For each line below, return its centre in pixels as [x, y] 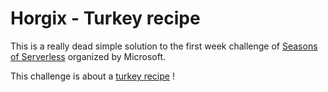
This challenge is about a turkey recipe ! [92, 76]
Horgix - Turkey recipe [105, 18]
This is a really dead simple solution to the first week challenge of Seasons [164, 46]
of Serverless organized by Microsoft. [88, 56]
